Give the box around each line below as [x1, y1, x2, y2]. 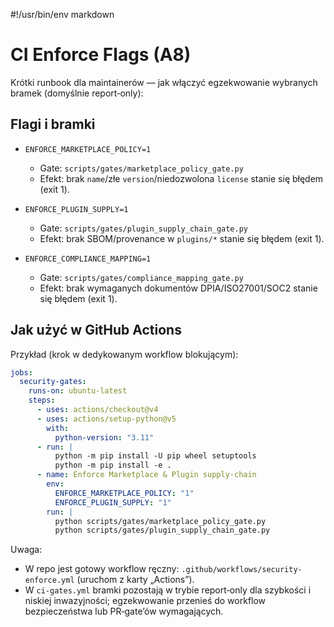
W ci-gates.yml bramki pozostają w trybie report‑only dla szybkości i [24, 584, 312, 596]
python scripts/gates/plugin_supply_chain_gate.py [54, 525, 271, 536]
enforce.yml [24, 575, 75, 586]
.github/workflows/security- [181, 565, 303, 575]
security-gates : [19, 377, 87, 387]
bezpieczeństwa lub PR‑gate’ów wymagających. [24, 605, 224, 618]
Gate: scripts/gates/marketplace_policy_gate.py [39, 162, 244, 174]
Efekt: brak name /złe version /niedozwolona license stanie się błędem [39, 172, 324, 184]
